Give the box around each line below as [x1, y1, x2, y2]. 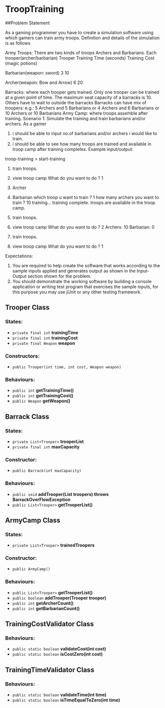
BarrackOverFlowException [12, 496, 71, 502]
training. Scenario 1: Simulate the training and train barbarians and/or [5, 115, 146, 121]
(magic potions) [5, 60, 38, 66]
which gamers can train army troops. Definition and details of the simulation [5, 35, 160, 41]
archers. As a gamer [5, 121, 47, 127]
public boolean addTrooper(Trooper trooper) [12, 595, 107, 601]
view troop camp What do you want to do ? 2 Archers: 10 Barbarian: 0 [12, 224, 155, 230]
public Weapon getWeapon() [12, 398, 71, 404]
